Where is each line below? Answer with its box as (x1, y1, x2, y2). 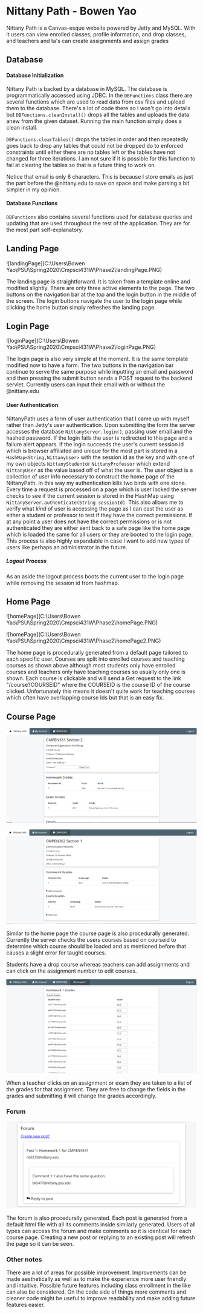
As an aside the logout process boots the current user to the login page (6, 572, 184, 580)
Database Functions (6, 200, 58, 207)
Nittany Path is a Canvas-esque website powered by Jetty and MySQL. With (6, 24, 196, 31)
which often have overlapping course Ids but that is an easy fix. (6, 694, 164, 701)
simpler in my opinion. (6, 186, 62, 193)
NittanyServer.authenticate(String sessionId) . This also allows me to (6, 498, 184, 506)
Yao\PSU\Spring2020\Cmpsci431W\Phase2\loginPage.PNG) (6, 343, 156, 351)
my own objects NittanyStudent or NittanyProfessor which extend (6, 460, 170, 467)
